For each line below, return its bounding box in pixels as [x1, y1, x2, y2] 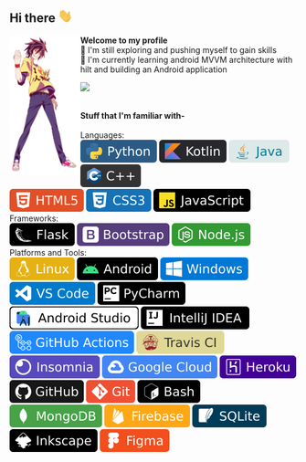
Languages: [79, 130, 125, 141]
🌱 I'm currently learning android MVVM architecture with [79, 55, 293, 66]
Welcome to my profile [79, 35, 168, 46]
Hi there [9, 10, 57, 26]
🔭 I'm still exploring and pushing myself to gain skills [79, 45, 277, 56]
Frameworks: [9, 213, 59, 224]
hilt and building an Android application [79, 64, 228, 75]
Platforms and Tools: [9, 247, 87, 258]
